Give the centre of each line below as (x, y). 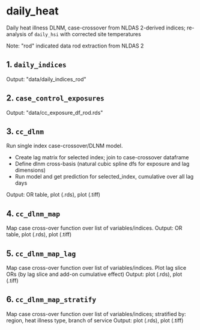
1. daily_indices (37, 65)
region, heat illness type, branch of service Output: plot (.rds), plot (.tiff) (95, 320)
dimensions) (30, 170)
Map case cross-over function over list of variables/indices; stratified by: (96, 314)
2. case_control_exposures (55, 98)
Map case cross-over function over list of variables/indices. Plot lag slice (96, 268)
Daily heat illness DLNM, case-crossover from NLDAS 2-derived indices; (96, 28)
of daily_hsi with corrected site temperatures (84, 34)
